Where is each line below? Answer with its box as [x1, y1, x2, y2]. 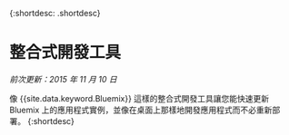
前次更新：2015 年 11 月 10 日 [9, 73, 117, 84]
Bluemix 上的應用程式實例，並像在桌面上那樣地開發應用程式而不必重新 [9, 104, 273, 115]
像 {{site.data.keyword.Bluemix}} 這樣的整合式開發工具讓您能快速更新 [9, 92, 270, 103]
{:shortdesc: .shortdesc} [9, 8, 102, 18]
